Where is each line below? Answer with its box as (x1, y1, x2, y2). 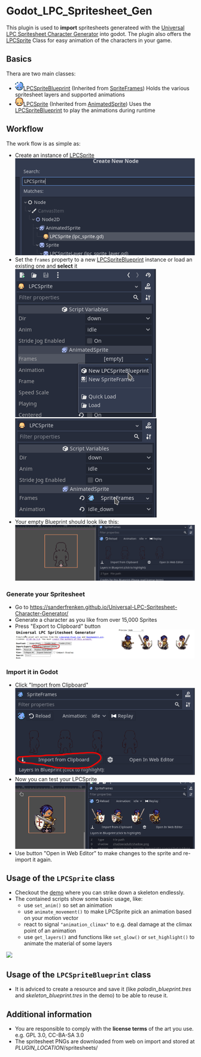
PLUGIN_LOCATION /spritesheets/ (14, 1044, 98, 1051)
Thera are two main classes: (6, 70, 76, 77)
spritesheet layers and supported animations (14, 91, 126, 98)
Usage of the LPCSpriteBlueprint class (6, 970, 151, 980)
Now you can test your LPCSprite (14, 775, 98, 782)
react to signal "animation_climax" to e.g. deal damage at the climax (23, 921, 193, 928)
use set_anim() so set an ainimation (23, 902, 112, 909)
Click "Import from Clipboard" (14, 681, 89, 688)
